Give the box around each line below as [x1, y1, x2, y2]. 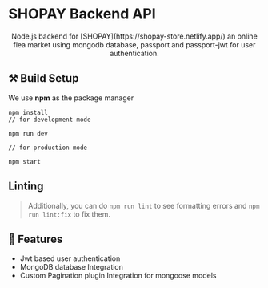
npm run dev [8, 129, 48, 137]
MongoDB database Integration [19, 262, 124, 272]
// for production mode [8, 144, 88, 152]
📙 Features [8, 232, 63, 245]
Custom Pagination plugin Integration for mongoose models [19, 270, 217, 281]
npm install [8, 108, 48, 116]
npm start [8, 157, 42, 165]
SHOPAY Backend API [8, 5, 156, 23]
